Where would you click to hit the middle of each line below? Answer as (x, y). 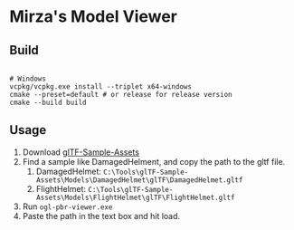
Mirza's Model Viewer (94, 17)
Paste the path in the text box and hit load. (101, 216)
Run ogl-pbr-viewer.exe (67, 206)
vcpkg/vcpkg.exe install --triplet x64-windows (101, 87)
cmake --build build (48, 102)
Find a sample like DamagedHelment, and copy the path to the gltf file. (154, 161)
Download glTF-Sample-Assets (81, 152)
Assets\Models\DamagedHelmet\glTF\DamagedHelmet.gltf (139, 180)
